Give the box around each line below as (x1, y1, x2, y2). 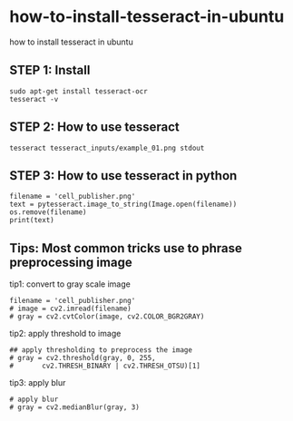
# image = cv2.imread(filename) (9, 304, 132, 314)
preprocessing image (9, 254, 133, 269)
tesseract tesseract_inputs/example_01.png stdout (9, 143, 205, 152)
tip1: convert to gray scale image (9, 279, 132, 289)
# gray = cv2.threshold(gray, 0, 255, (9, 354, 156, 363)
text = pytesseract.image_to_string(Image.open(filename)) (9, 200, 238, 210)
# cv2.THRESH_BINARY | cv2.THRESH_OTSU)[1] (9, 361, 201, 371)
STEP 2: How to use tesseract (9, 120, 180, 135)
